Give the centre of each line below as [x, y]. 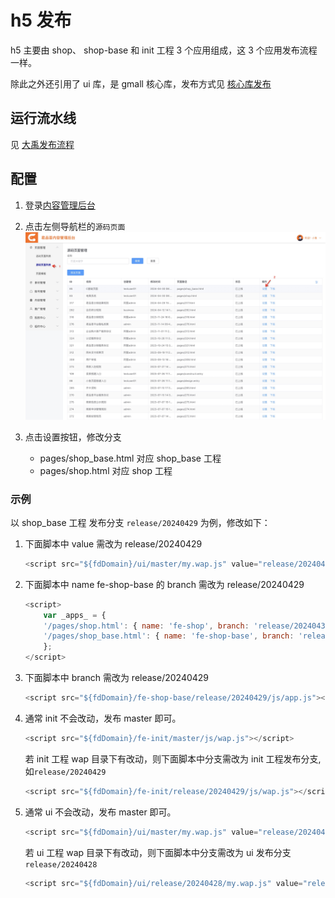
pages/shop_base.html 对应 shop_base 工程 [130, 458]
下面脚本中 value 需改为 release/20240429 [113, 543]
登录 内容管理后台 [60, 205]
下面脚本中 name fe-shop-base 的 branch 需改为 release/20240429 [164, 584]
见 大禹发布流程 [42, 144]
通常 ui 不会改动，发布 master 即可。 [100, 812]
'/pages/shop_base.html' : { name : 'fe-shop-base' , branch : [169, 636]
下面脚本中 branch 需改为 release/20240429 [117, 678]
